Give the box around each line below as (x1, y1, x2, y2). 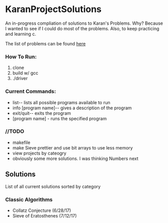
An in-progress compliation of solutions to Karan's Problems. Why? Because (5, 20, 163, 26)
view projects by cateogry (12, 150, 67, 156)
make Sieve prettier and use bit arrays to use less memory (12, 144, 133, 151)
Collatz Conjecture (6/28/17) (12, 207, 71, 213)
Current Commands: (5, 88, 56, 95)
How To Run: (5, 53, 37, 60)
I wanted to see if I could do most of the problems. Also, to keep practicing (5, 25, 159, 31)
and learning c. (5, 31, 37, 37)
